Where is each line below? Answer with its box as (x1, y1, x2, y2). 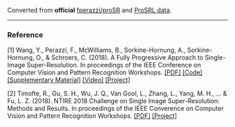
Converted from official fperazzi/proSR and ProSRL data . (7, 6, 172, 14)
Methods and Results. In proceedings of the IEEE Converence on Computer (7, 105, 224, 113)
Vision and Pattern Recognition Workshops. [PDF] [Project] (7, 112, 177, 120)
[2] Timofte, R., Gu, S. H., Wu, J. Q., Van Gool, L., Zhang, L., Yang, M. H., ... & (7, 89, 227, 98)
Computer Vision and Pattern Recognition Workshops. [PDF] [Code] (7, 68, 203, 76)
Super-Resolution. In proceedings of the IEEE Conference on (27, 61, 201, 69)
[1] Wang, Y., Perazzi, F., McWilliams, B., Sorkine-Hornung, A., (7, 46, 186, 55)
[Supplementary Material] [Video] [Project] (7, 76, 131, 84)
